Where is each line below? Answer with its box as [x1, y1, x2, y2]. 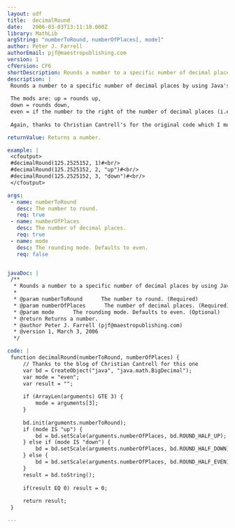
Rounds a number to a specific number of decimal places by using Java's [10, 82, 230, 89]
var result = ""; [22, 380, 73, 387]
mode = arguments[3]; [35, 400, 99, 407]
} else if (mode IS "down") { [22, 439, 111, 446]
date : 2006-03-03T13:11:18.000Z [7, 23, 108, 30]
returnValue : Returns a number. [7, 134, 101, 141]
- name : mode [10, 237, 49, 244]
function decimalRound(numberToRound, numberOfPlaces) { [10, 354, 180, 361]
